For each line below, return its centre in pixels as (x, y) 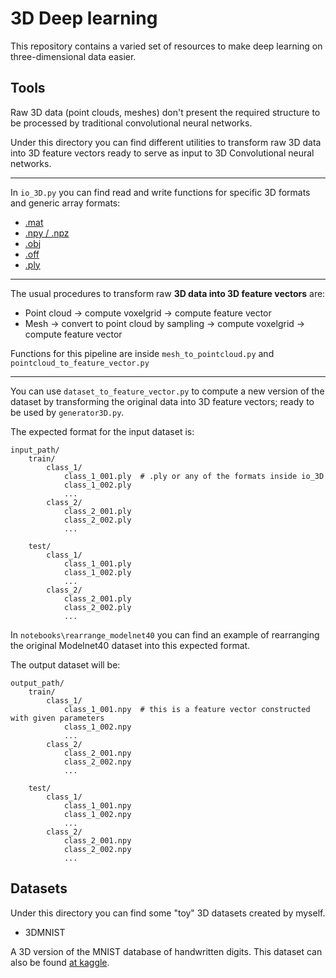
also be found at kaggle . (60, 962)
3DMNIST (45, 932)
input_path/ (35, 450)
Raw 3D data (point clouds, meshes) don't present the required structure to (165, 112)
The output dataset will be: (65, 664)
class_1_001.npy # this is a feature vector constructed (187, 709)
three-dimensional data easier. (73, 56)
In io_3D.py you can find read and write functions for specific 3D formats (160, 192)
